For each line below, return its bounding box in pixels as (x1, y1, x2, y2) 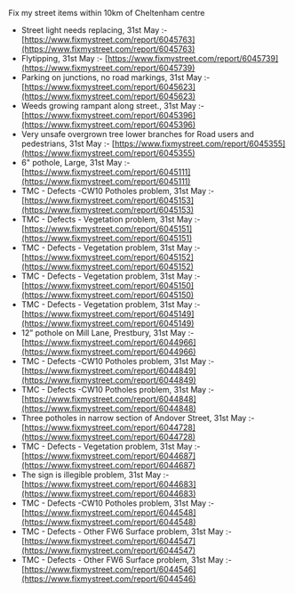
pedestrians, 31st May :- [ (20, 138, 116, 149)
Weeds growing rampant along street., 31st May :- (20, 101, 205, 110)
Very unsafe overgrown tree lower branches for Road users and (20, 129, 255, 139)
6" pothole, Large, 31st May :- (20, 158, 131, 167)
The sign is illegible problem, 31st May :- (20, 469, 170, 480)
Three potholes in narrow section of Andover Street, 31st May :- (20, 413, 255, 423)
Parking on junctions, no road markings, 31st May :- (20, 72, 211, 83)
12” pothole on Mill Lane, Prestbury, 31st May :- (20, 328, 195, 337)
